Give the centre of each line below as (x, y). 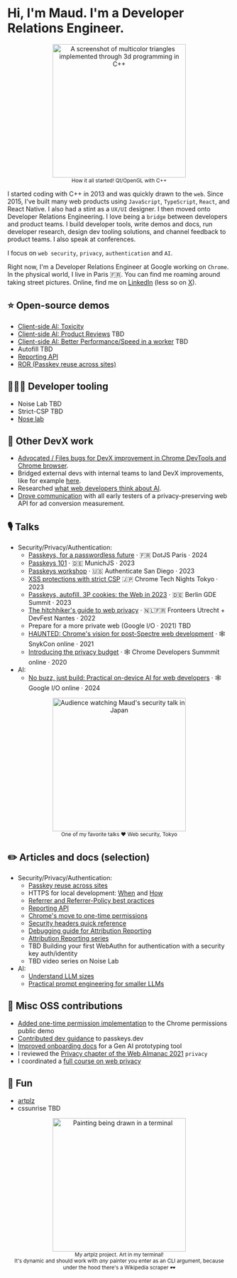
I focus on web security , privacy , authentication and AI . (90, 253)
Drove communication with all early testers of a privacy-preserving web (122, 496)
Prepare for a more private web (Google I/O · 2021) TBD (110, 626)
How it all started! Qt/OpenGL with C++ (119, 180)
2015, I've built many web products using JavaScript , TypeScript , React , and (118, 201)
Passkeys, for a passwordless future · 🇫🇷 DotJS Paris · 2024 (118, 555)
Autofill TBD (35, 349)
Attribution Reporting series (68, 938)
